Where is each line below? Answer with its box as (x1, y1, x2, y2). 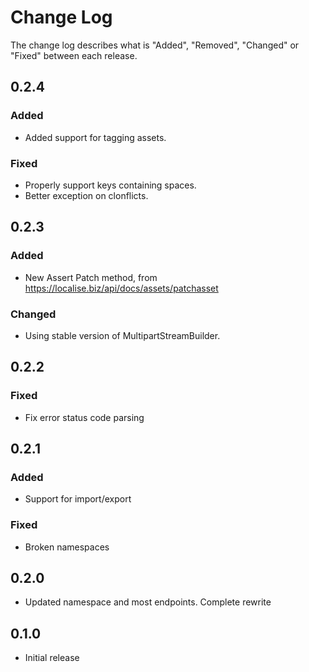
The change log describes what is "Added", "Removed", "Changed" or (10, 39, 300, 51)
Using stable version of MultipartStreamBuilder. (24, 329, 221, 341)
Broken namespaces (24, 541, 110, 553)
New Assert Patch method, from (24, 271, 158, 283)
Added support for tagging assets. (24, 131, 167, 143)
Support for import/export (24, 493, 132, 505)
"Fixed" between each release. (10, 49, 138, 61)
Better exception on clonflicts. (24, 189, 149, 201)
